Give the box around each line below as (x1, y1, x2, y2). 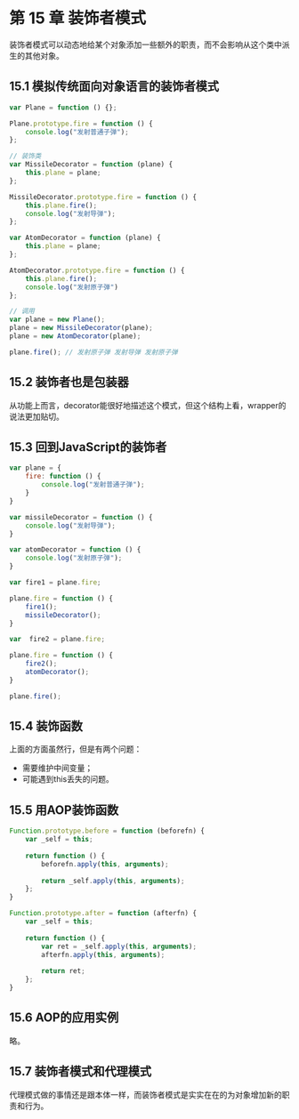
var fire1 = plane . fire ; (9, 578, 101, 587)
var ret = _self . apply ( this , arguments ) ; (41, 942, 198, 951)
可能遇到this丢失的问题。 (21, 774, 114, 785)
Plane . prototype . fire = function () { (9, 119, 153, 128)
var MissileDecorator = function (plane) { (9, 160, 174, 169)
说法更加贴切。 (9, 411, 64, 422)
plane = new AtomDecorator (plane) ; (9, 332, 141, 341)
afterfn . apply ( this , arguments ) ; (41, 950, 166, 959)
